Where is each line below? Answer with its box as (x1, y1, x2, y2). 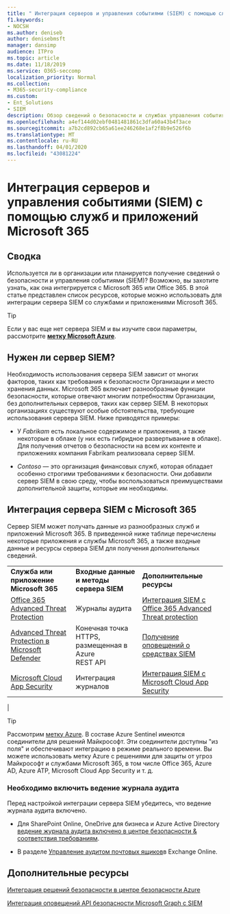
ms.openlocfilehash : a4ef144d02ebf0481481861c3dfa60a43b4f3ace (7, 118, 192, 125)
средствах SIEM (142, 649, 196, 658)
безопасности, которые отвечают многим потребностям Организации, (7, 392, 216, 400)
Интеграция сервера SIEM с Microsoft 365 (7, 504, 197, 516)
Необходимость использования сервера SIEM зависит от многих (7, 370, 199, 378)
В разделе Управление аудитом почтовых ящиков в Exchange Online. (16, 847, 218, 856)
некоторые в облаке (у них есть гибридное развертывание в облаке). (16, 434, 222, 442)
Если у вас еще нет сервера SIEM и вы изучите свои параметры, (7, 324, 197, 333)
